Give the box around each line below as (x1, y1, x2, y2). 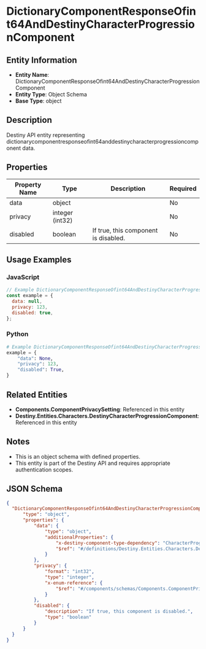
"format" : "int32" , (45, 569, 95, 575)
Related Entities (6, 389, 67, 400)
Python (6, 330, 29, 338)
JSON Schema (6, 484, 63, 494)
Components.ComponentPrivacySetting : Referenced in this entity (15, 405, 185, 413)
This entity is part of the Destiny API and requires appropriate (15, 459, 170, 467)
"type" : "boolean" (45, 614, 92, 621)
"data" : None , (17, 355, 53, 362)
